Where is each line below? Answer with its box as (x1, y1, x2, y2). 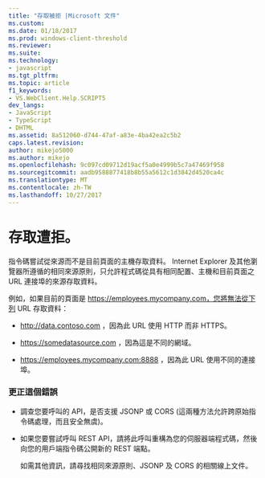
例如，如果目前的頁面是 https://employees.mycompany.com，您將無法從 (8, 293, 249, 303)
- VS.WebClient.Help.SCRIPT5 (8, 94, 106, 102)
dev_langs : (8, 101, 45, 109)
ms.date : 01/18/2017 (8, 27, 78, 35)
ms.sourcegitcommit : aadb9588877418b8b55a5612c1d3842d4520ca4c (8, 169, 225, 177)
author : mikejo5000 (8, 146, 74, 154)
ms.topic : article (8, 79, 70, 87)
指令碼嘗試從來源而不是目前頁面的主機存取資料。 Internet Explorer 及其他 (8, 256, 251, 266)
